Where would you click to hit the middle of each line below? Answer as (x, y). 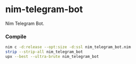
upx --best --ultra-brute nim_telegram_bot (52, 56)
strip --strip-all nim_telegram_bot (44, 52)
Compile (16, 37)
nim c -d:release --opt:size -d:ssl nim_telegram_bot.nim (68, 47)
